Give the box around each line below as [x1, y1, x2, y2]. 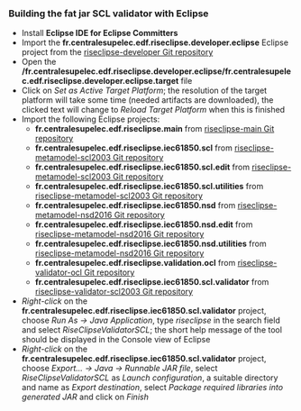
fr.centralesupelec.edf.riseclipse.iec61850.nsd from [34, 200, 236, 211]
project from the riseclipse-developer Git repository [21, 47, 214, 58]
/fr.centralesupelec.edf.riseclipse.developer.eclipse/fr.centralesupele [21, 66, 292, 77]
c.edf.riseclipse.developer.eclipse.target [21, 76, 179, 87]
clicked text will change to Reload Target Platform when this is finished [21, 105, 286, 115]
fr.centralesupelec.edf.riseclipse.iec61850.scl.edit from [34, 161, 250, 173]
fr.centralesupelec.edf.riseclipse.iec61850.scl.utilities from [34, 181, 264, 192]
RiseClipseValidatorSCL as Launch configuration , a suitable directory [21, 372, 278, 383]
